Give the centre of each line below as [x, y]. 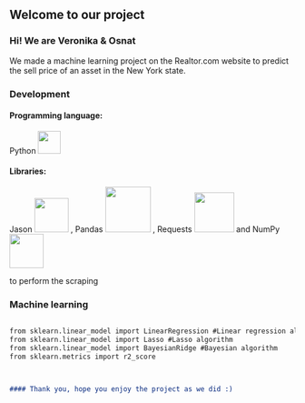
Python [23, 150]
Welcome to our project [77, 15]
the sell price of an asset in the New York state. [98, 70]
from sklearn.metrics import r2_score [83, 357]
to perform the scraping [54, 281]
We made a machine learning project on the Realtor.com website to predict [149, 60]
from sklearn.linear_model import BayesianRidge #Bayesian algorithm [144, 348]
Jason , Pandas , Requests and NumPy [145, 229]
